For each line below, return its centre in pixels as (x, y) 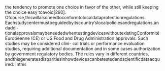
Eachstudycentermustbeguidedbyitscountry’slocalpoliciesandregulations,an (82, 23)
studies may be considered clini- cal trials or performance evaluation (75, 43)
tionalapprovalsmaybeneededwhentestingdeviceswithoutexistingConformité (82, 33)
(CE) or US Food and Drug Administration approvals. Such (90, 38)
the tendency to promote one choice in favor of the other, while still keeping (82, 7)
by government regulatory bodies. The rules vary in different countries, (77, 54)
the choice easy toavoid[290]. (36, 12)
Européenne (17, 38)
